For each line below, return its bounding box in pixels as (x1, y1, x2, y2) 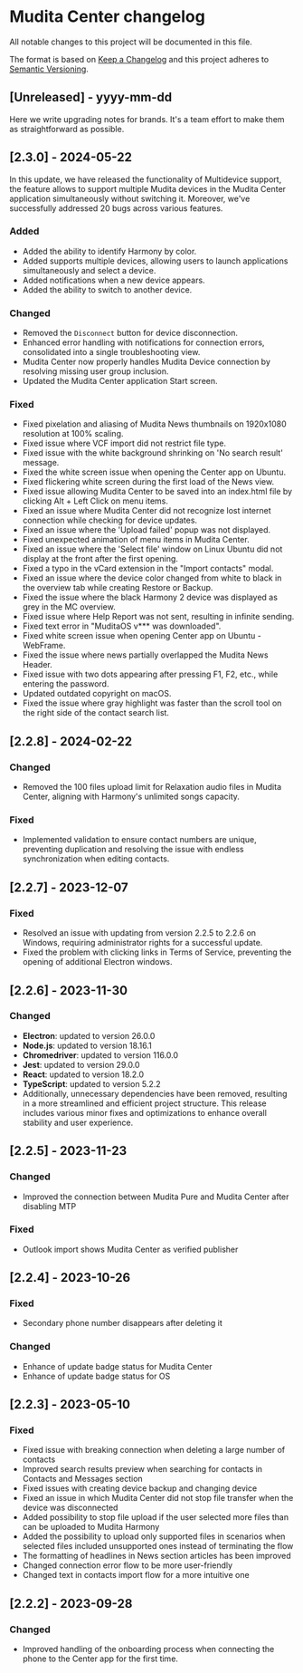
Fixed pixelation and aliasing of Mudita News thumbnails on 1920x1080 (22, 418, 287, 429)
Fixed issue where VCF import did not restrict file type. (22, 437, 226, 449)
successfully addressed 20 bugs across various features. (9, 202, 223, 214)
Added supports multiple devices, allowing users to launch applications (22, 255, 289, 266)
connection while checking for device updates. (22, 514, 197, 526)
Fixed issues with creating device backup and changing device (22, 1483, 258, 1494)
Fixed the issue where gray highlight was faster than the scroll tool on (22, 697, 282, 708)
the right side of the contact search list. (22, 707, 170, 718)
